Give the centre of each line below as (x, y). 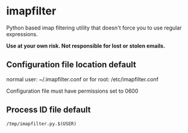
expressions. (22, 34)
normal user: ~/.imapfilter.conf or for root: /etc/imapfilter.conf (82, 79)
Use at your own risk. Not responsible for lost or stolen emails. (86, 46)
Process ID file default (49, 110)
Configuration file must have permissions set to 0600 (72, 91)
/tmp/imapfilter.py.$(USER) (42, 124)
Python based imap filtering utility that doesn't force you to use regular (94, 28)
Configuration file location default (71, 65)
